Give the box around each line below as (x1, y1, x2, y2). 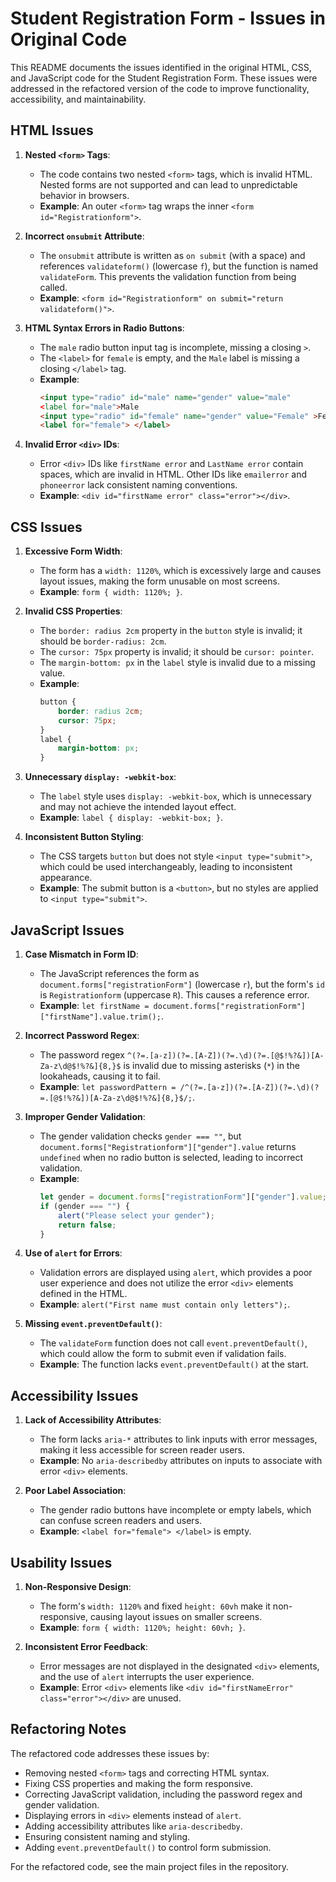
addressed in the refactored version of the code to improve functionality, (10, 82, 310, 94)
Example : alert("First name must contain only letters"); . (39, 1298, 291, 1311)
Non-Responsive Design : (24, 1581, 132, 1592)
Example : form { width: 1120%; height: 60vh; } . (39, 1622, 246, 1633)
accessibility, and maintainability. (10, 93, 147, 105)
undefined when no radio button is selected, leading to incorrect (39, 1152, 303, 1163)
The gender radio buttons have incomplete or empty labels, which (39, 1504, 312, 1516)
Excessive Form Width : (24, 545, 123, 557)
